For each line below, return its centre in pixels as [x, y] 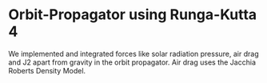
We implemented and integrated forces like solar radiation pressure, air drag [133, 53]
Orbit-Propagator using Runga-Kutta [133, 15]
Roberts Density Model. [47, 70]
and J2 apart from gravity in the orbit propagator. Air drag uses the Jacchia [132, 62]
